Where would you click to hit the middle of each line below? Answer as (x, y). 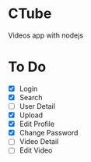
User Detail (37, 106)
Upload (31, 115)
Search (31, 97)
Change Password (49, 133)
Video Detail (39, 142)
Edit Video (36, 150)
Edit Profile (37, 124)
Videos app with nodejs (46, 35)
